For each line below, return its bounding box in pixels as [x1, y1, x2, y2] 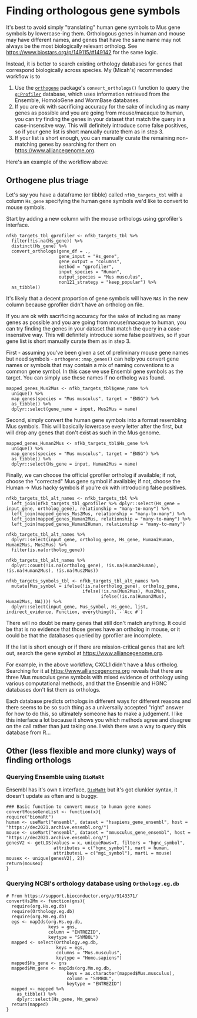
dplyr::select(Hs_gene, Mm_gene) [16, 996, 99, 1002]
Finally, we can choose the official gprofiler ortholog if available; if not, [6, 471, 176, 479]
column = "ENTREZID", [48, 929, 101, 935]
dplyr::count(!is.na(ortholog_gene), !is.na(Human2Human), [11, 562, 159, 568]
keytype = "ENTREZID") [66, 981, 122, 987]
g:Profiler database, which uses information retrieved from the [14, 90, 170, 97]
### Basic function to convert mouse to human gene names [6, 804, 151, 810]
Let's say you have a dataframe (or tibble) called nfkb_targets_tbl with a [6, 191, 183, 198]
